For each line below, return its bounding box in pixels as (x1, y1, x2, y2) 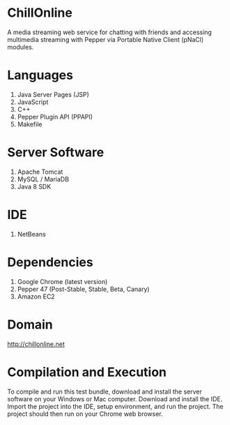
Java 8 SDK (17, 182, 52, 191)
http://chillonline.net (7, 340, 65, 348)
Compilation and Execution (7, 364, 167, 380)
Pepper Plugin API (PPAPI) (17, 112, 93, 121)
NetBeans (17, 230, 47, 238)
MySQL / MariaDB (17, 174, 70, 183)
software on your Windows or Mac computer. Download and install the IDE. (7, 394, 223, 403)
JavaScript (17, 98, 49, 106)
